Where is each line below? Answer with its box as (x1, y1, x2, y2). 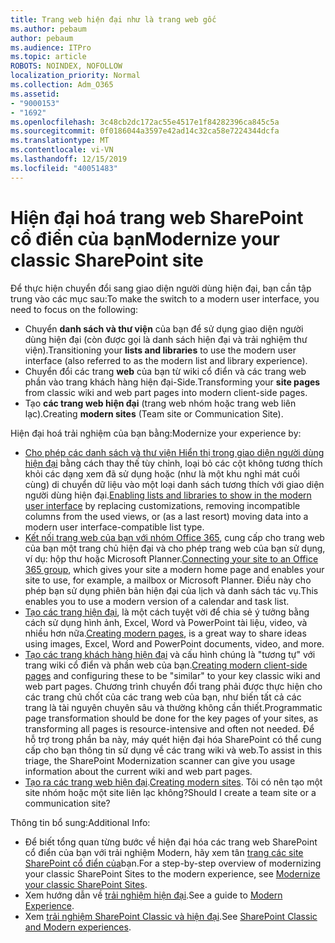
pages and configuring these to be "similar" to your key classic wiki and (24, 669, 321, 681)
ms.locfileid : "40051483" (10, 163, 118, 173)
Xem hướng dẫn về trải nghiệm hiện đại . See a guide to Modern (24, 889, 283, 901)
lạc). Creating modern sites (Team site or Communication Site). (24, 407, 284, 420)
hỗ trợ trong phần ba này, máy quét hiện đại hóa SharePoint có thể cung (24, 733, 322, 745)
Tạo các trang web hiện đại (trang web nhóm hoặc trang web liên (24, 397, 297, 409)
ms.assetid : (10, 89, 60, 99)
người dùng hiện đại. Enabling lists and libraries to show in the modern (24, 489, 312, 501)
